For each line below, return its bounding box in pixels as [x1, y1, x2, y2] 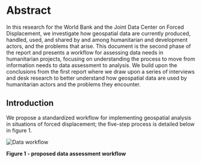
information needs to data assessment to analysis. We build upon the [6, 61, 178, 69]
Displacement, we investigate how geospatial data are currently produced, [6, 29, 191, 37]
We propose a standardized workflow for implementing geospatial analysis [6, 114, 191, 121]
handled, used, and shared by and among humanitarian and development [6, 36, 188, 43]
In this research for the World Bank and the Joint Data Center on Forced [6, 23, 185, 31]
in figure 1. [6, 126, 32, 134]
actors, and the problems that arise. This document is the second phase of [6, 43, 191, 50]
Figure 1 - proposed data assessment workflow [6, 150, 126, 157]
